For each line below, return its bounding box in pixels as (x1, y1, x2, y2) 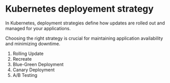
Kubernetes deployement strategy (5, 3, 154, 15)
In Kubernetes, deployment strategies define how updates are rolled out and (5, 20, 165, 26)
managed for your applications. (5, 25, 71, 31)
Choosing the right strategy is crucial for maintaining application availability (5, 35, 163, 41)
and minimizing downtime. (5, 40, 61, 46)
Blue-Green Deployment (12, 61, 64, 67)
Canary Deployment (12, 67, 55, 73)
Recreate (12, 56, 32, 62)
